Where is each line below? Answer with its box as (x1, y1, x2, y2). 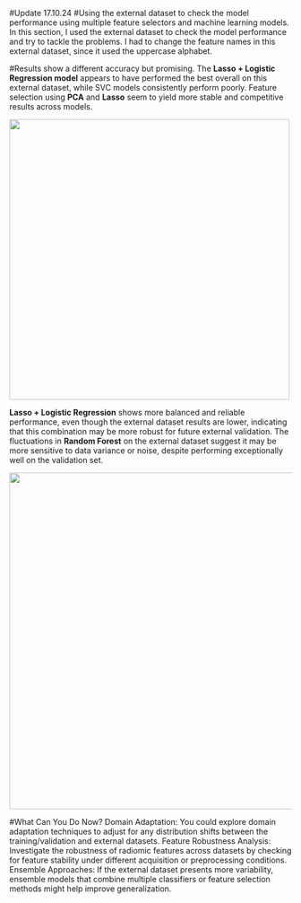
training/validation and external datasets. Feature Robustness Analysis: (9, 836, 271, 846)
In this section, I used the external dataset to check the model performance (9, 27, 287, 37)
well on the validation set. (9, 455, 104, 465)
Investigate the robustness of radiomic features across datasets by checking (9, 846, 292, 855)
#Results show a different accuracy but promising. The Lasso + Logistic (9, 63, 276, 74)
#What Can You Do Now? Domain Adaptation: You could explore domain (9, 817, 276, 827)
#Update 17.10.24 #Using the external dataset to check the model (9, 8, 249, 18)
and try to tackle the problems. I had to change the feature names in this (9, 36, 276, 47)
